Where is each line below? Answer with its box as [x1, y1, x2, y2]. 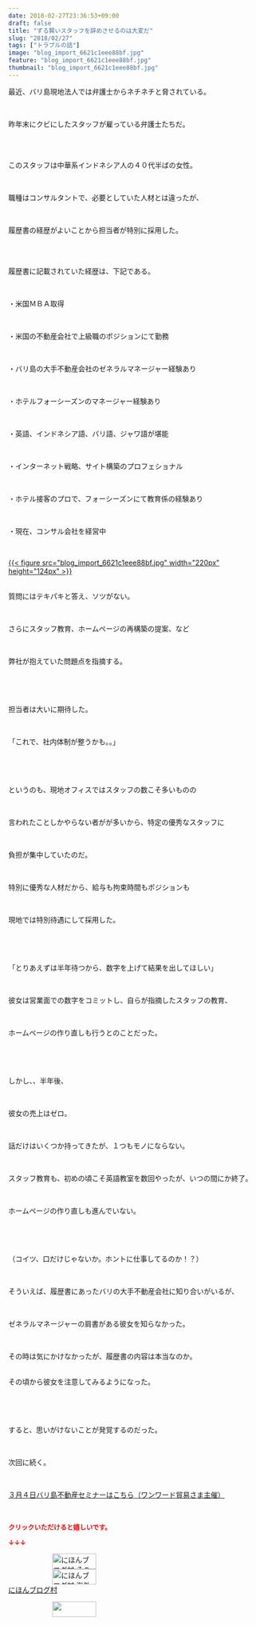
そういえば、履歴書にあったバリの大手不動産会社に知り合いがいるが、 [8, 1286, 239, 1296]
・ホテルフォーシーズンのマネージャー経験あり [8, 396, 162, 406]
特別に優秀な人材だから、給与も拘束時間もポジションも [8, 882, 190, 892]
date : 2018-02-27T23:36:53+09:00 [8, 11, 120, 20]
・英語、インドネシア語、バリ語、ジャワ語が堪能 [8, 429, 169, 438]
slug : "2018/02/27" [8, 34, 73, 42]
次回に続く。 [8, 1457, 50, 1467]
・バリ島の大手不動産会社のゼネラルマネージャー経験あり [8, 363, 197, 373]
